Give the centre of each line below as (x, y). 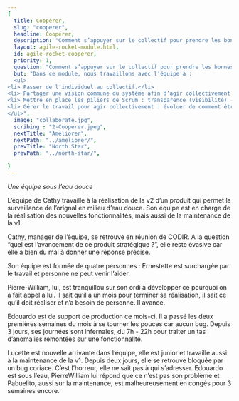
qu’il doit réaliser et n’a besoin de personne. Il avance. (86, 302)
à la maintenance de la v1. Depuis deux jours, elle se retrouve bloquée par (116, 360)
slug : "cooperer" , (41, 27)
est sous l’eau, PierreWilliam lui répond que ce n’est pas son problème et (113, 375)
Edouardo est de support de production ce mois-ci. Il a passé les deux (110, 316)
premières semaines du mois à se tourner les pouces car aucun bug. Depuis (119, 324)
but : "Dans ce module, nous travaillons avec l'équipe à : (103, 73)
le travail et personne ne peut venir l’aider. (69, 273)
